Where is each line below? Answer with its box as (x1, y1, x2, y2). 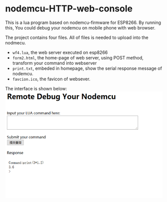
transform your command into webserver (12, 60, 97, 66)
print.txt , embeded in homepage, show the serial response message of (12, 65, 162, 71)
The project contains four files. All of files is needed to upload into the (5, 34, 149, 40)
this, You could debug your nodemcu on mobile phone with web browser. (5, 24, 156, 30)
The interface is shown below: (5, 85, 67, 91)
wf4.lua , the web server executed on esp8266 (12, 49, 108, 55)
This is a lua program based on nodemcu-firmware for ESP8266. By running (5, 19, 161, 25)
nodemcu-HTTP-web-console (5, 3, 133, 14)
